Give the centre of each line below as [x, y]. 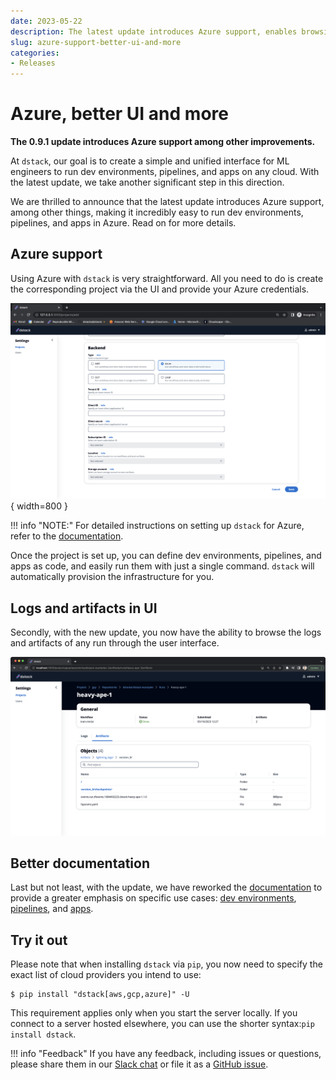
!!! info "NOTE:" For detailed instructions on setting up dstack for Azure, [157, 526]
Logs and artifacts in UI [84, 608]
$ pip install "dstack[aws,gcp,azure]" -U [100, 995]
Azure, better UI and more [119, 114]
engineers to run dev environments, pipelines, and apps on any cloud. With [165, 172]
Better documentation [80, 863]
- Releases [33, 63]
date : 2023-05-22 [46, 21]
